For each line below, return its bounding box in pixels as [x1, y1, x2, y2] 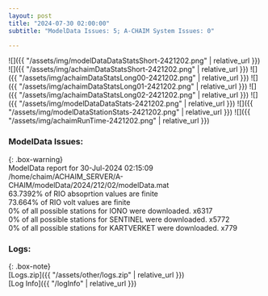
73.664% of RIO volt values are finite [8, 197, 131, 206]
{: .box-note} [8, 261, 51, 271]
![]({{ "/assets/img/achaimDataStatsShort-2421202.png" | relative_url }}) [8, 65, 249, 74]
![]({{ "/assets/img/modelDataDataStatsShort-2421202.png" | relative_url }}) [8, 56, 261, 65]
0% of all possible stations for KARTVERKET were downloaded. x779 [8, 223, 238, 232]
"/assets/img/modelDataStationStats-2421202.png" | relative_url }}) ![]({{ [8, 107, 251, 117]
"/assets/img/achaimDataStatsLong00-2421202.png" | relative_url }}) [19, 73, 249, 83]
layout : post [8, 11, 52, 20]
